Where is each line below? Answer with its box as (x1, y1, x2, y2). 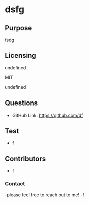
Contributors (5, 154, 46, 163)
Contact (5, 180, 25, 187)
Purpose (5, 24, 32, 32)
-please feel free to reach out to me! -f (5, 192, 85, 198)
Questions (5, 99, 38, 108)
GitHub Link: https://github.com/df (12, 112, 83, 118)
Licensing (5, 51, 36, 60)
